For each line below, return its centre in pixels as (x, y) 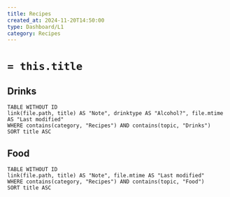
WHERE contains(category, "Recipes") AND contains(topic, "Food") (106, 182)
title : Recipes (29, 14)
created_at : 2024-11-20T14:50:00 (56, 20)
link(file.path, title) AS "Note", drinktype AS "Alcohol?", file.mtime (115, 114)
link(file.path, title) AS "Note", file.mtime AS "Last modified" (106, 176)
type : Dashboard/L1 (36, 27)
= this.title (45, 67)
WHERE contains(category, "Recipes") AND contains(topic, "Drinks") (109, 126)
